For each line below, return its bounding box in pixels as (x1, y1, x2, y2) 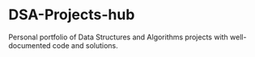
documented (8, 40, 51, 50)
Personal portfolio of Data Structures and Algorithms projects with (8, 32, 228, 42)
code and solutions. (52, 40, 119, 50)
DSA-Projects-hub (8, 6, 135, 24)
